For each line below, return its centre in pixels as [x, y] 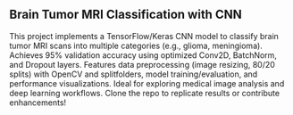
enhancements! [38, 103]
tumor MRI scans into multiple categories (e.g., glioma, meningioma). [136, 45]
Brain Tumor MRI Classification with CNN [126, 15]
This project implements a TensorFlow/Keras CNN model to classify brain [144, 36]
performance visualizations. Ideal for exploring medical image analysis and [147, 83]
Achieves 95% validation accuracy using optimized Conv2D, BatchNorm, [143, 55]
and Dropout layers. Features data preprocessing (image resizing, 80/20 [142, 64]
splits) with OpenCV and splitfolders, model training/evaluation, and [134, 74]
